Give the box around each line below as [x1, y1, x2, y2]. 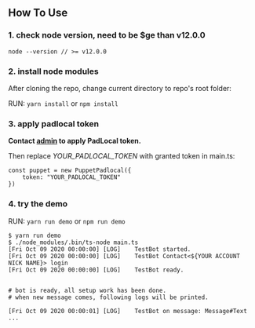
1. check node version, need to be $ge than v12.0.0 [8, 30, 206, 41]
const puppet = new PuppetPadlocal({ [8, 166, 132, 175]
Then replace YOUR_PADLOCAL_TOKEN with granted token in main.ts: [8, 151, 235, 161]
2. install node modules [8, 66, 100, 77]
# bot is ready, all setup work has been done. [8, 286, 167, 294]
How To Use [8, 6, 68, 20]
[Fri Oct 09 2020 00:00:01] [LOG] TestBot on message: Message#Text [8, 307, 247, 315]
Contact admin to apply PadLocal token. [8, 137, 141, 146]
